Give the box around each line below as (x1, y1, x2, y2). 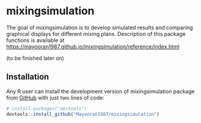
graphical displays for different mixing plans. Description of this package (6, 30, 186, 37)
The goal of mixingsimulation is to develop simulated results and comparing (6, 24, 193, 31)
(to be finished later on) (6, 54, 64, 61)
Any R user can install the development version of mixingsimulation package (6, 88, 195, 95)
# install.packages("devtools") (6, 106, 87, 112)
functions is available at (6, 36, 65, 44)
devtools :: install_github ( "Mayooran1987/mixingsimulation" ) (6, 111, 160, 117)
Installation (6, 72, 49, 82)
